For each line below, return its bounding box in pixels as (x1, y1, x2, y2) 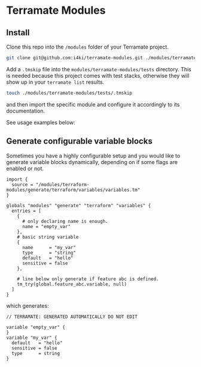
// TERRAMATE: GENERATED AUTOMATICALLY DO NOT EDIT (6, 314, 138, 320)
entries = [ (11, 208, 42, 214)
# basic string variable (17, 234, 79, 240)
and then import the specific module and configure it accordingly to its (6, 101, 180, 108)
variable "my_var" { (6, 335, 58, 341)
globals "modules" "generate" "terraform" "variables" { (6, 202, 151, 208)
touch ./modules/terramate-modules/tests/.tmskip (6, 90, 133, 96)
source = (11, 181, 33, 187)
